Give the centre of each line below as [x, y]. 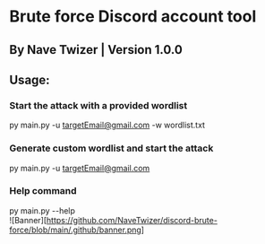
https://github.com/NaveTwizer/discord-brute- [132, 220]
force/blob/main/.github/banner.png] [77, 230]
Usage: [30, 79]
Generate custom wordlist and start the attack [111, 148]
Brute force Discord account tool [133, 17]
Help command [43, 191]
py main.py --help [43, 210]
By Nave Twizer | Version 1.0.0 [96, 50]
